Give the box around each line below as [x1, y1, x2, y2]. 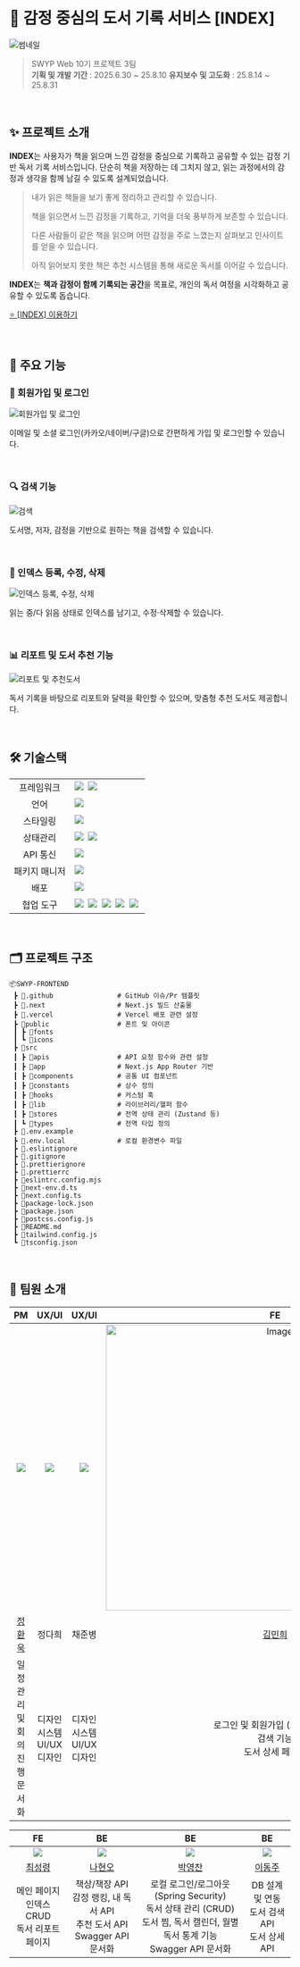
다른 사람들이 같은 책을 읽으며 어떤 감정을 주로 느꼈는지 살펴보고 [30, 230, 253, 240]
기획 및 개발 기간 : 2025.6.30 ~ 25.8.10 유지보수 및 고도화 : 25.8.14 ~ [30, 69, 271, 80]
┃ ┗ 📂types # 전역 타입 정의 [12, 1118, 171, 1128]
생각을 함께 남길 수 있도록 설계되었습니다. [25, 172, 170, 183]
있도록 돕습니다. [35, 289, 91, 300]
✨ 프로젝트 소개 [9, 125, 90, 140]
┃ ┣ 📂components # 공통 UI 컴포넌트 [12, 1071, 179, 1081]
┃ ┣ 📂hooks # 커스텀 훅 [12, 1091, 154, 1100]
